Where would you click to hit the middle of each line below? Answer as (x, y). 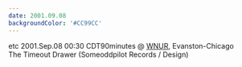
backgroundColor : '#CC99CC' (55, 23)
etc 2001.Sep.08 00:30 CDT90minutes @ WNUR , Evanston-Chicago (121, 45)
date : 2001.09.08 (37, 16)
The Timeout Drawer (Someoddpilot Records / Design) (98, 54)
